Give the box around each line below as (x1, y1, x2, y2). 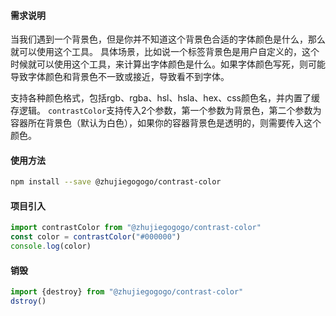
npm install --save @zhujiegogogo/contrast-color (10, 177, 222, 187)
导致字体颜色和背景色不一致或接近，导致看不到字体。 (10, 71, 230, 83)
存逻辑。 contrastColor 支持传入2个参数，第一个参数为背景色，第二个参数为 (10, 105, 322, 117)
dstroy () (10, 296, 47, 307)
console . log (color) (10, 241, 92, 252)
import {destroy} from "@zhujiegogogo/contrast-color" (10, 287, 244, 297)
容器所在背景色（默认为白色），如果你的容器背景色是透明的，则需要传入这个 (10, 117, 322, 129)
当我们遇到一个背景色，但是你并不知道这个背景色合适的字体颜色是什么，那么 (10, 33, 326, 45)
